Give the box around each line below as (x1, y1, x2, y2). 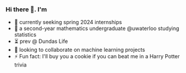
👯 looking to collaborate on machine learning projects (14, 47, 146, 54)
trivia (14, 61, 27, 68)
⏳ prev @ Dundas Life (14, 38, 68, 45)
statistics (14, 31, 37, 38)
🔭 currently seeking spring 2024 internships (14, 19, 122, 26)
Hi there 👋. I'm (5, 5, 48, 14)
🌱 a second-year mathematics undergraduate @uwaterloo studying (14, 25, 179, 32)
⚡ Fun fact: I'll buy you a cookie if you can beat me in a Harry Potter (14, 53, 180, 60)
